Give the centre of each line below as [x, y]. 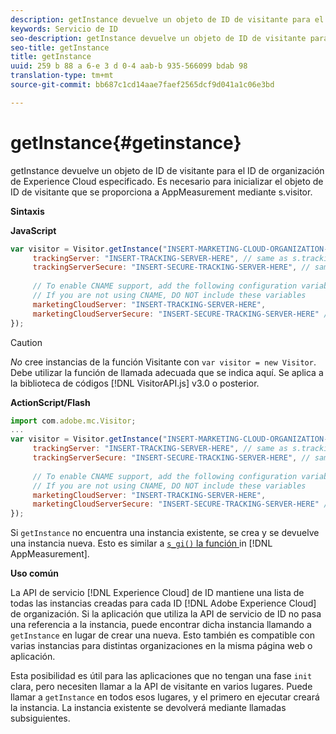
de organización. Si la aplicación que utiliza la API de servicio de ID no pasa [166, 614]
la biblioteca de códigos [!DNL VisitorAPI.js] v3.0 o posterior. [135, 383]
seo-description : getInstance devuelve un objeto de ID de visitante [158, 38]
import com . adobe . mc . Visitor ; [73, 421]
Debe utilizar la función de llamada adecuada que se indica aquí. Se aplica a [167, 372]
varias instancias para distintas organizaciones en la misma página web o [161, 646]
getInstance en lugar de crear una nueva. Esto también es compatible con [162, 635]
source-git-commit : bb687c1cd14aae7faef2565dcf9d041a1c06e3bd [142, 85]
